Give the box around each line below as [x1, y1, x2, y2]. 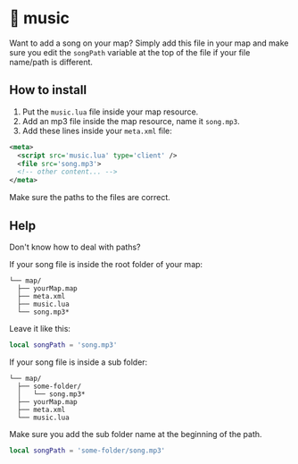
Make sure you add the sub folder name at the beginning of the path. [9, 428, 262, 439]
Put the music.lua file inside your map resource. [21, 106, 199, 117]
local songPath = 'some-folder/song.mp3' [9, 446, 166, 455]
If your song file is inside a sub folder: [9, 357, 148, 367]
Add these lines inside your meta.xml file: [21, 125, 172, 136]
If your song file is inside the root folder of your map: [9, 258, 203, 269]
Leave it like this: [9, 323, 71, 333]
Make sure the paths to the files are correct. [9, 192, 171, 203]
